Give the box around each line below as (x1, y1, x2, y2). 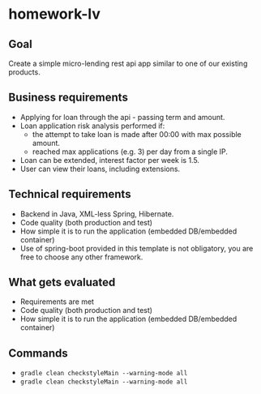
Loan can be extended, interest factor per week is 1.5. (19, 155, 200, 165)
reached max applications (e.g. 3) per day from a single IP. (32, 147, 229, 156)
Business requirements (8, 91, 128, 105)
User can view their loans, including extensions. (19, 164, 181, 173)
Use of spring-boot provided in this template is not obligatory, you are (19, 243, 254, 253)
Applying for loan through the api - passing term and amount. (19, 112, 225, 122)
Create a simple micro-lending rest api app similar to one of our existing (8, 58, 248, 68)
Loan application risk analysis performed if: (19, 121, 165, 131)
